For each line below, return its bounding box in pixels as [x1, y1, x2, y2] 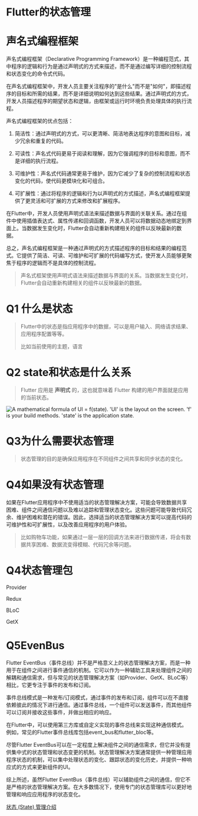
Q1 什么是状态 [6, 302, 73, 316]
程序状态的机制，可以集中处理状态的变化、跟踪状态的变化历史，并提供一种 [6, 756, 187, 763]
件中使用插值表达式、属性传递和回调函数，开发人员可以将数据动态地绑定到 [6, 217, 187, 225]
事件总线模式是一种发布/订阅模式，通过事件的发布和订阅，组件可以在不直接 [6, 694, 189, 701]
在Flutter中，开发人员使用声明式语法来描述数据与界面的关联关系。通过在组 [6, 210, 187, 217]
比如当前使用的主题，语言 [20, 343, 83, 350]
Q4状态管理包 [6, 564, 73, 577]
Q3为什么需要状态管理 [6, 435, 114, 448]
